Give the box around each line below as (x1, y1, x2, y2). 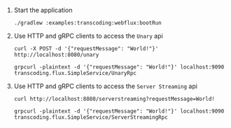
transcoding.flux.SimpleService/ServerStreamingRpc (13, 114, 168, 121)
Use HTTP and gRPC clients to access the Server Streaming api (13, 82, 198, 90)
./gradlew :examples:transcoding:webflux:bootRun (13, 20, 162, 27)
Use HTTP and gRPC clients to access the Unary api (13, 31, 163, 40)
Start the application (13, 6, 73, 14)
